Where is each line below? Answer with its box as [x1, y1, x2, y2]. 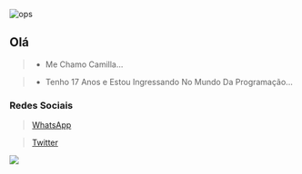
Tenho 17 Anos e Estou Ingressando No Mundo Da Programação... [45, 76, 293, 87]
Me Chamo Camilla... [45, 59, 124, 70]
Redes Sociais [9, 99, 74, 111]
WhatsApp [31, 120, 72, 130]
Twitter [31, 137, 59, 149]
